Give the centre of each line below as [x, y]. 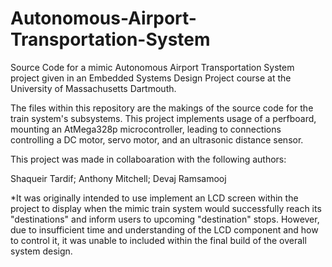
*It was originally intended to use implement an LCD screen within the [154, 198]
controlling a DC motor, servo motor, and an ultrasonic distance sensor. [157, 139]
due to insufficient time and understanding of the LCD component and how [164, 229]
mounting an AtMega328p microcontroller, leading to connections [146, 129]
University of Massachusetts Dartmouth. [93, 88]
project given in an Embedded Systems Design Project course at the [151, 78]
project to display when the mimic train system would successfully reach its [166, 208]
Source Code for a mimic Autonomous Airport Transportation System [152, 67]
